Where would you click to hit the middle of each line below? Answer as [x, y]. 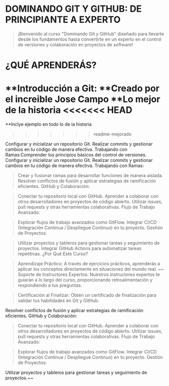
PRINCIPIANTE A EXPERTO [63, 20]
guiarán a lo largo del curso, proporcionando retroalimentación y [85, 280]
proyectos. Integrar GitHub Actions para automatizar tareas [79, 249]
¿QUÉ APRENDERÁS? [51, 65]
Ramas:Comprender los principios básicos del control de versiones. [76, 155]
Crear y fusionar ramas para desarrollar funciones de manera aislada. [90, 176]
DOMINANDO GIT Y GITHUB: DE [74, 9]
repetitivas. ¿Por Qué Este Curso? [53, 254]
